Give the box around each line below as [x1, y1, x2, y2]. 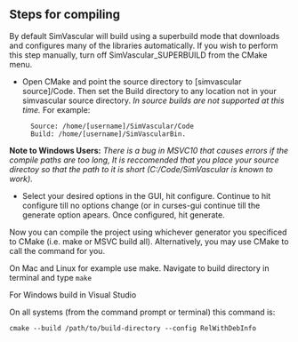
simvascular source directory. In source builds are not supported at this [21, 95, 285, 106]
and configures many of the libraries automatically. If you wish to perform [9, 40, 278, 51]
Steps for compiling [9, 7, 121, 22]
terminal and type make [9, 272, 92, 282]
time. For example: [21, 104, 91, 115]
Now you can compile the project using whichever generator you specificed [9, 227, 287, 237]
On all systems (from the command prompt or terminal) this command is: [9, 306, 276, 317]
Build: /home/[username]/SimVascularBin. [30, 129, 187, 139]
